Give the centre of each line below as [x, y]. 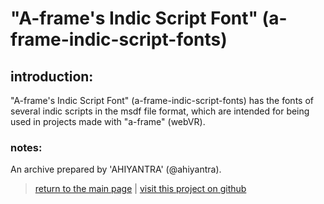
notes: [26, 147]
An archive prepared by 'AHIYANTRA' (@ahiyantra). [116, 169]
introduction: [52, 76]
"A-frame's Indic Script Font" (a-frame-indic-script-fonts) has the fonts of [162, 100]
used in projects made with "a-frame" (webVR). [108, 121]
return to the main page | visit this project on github [140, 189]
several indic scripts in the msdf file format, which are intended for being [160, 111]
